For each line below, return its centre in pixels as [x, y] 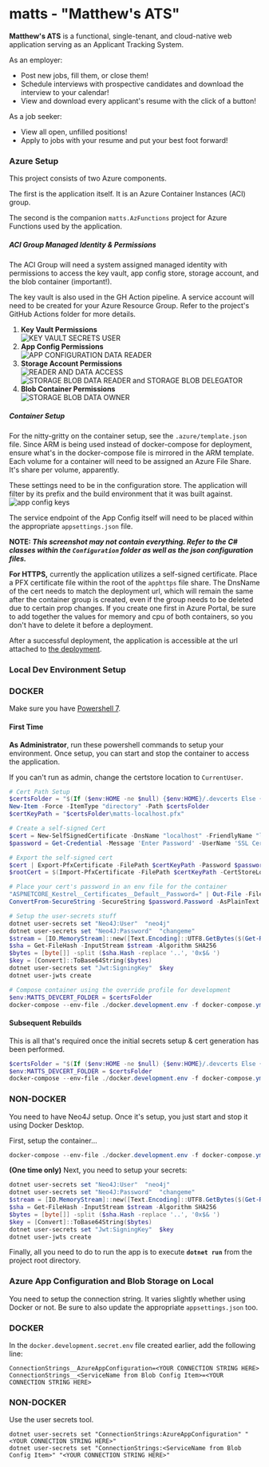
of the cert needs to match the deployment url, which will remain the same [131, 591]
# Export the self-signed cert [61, 858]
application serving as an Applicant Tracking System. [97, 44]
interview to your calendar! [65, 92]
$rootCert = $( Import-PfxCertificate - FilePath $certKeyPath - [117, 872]
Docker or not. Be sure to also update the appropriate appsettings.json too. [134, 1307]
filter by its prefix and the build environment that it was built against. [121, 494]
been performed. [37, 1049]
